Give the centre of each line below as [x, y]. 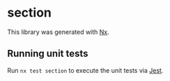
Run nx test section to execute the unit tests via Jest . [85, 70]
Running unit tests [48, 54]
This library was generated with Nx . [58, 32]
